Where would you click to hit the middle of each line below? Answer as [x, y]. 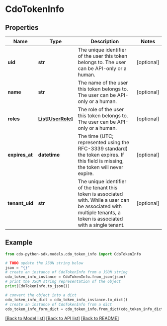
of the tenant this [98, 188]
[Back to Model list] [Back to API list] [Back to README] [62, 319]
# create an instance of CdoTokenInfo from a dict [59, 304]
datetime [49, 155]
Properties [22, 28]
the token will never [100, 167]
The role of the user [101, 109]
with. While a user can [104, 200]
